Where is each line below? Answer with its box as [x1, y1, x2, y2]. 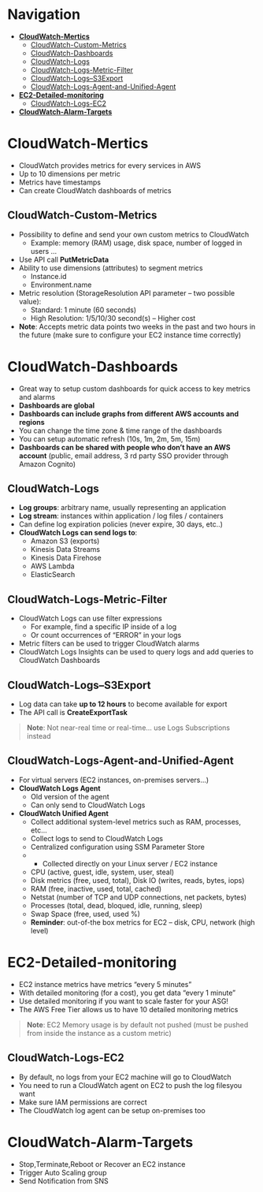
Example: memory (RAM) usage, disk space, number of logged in [30, 238, 243, 248]
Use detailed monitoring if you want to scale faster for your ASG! [18, 996, 229, 1006]
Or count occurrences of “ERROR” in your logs [30, 631, 182, 640]
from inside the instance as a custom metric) [26, 1028, 172, 1037]
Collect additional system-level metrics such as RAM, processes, [30, 817, 242, 826]
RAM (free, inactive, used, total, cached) [30, 884, 162, 893]
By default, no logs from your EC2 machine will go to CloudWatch [18, 1072, 232, 1082]
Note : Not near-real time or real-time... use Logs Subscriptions [26, 723, 230, 732]
